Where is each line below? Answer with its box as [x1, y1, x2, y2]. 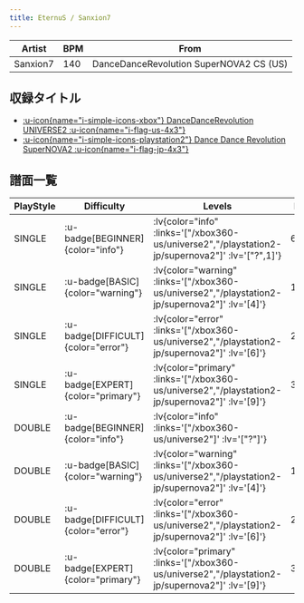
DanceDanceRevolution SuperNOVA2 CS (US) [91, 57, 289, 70]
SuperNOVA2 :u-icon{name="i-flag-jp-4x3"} [22, 144, 189, 155]
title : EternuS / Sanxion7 [9, 13, 111, 23]
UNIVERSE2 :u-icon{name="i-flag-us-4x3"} [22, 124, 186, 136]
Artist [21, 42, 47, 54]
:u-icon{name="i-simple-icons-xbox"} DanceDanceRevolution [22, 115, 254, 126]
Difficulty [83, 200, 126, 213]
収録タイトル [9, 91, 81, 106]
